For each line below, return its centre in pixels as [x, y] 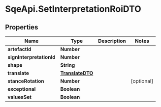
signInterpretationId [32, 57]
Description [112, 41]
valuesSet [20, 97]
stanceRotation [26, 81]
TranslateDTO [77, 73]
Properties [22, 27]
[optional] [142, 81]
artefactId [19, 49]
